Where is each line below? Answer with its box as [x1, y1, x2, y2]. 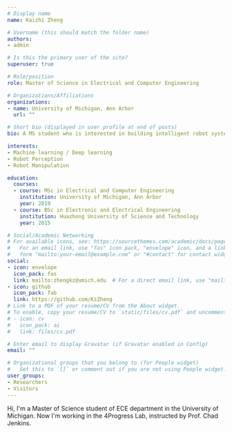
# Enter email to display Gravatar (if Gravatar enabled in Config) [7, 340, 209, 347]
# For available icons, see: [7, 238, 91, 245]
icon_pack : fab [13, 289, 57, 297]
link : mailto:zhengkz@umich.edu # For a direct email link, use [13, 277, 206, 284]
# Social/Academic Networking [7, 232, 95, 239]
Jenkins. [7, 418, 32, 427]
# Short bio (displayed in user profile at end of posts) [7, 124, 177, 131]
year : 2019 [19, 200, 51, 207]
